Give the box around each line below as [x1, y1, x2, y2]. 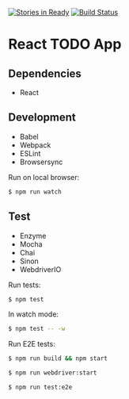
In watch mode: [8, 309, 59, 319]
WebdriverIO [19, 264, 62, 274]
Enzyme [19, 231, 47, 240]
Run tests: [8, 280, 41, 290]
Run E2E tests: [8, 340, 55, 349]
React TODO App [8, 36, 122, 53]
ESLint [19, 148, 41, 158]
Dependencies [8, 67, 82, 80]
